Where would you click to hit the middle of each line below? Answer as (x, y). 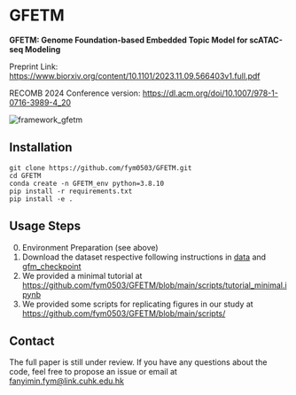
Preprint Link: (34, 66)
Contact (32, 341)
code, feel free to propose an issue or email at (93, 372)
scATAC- (266, 40)
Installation (41, 147)
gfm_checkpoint (51, 266)
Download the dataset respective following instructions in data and (144, 257)
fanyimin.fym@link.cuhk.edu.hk (66, 381)
